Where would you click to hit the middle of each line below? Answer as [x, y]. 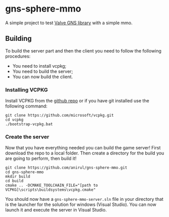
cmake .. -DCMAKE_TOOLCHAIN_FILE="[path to [52, 185]
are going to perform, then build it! [41, 158]
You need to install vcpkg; [39, 66]
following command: [26, 106]
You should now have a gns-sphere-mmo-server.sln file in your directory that [84, 199]
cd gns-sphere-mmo [24, 172]
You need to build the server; [43, 71]
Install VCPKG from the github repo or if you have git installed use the [77, 101]
